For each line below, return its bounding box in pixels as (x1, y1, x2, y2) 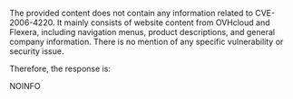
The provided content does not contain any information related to (9, 8, 254, 18)
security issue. (9, 46, 64, 57)
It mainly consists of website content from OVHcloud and (56, 17, 270, 28)
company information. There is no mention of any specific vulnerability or (9, 36, 284, 47)
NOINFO (9, 81, 41, 91)
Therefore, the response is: (9, 63, 112, 74)
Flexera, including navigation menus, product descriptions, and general (9, 27, 275, 37)
